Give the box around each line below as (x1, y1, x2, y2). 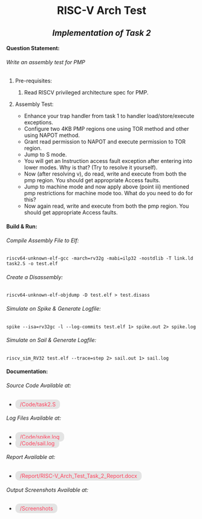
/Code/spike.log (19, 433, 60, 440)
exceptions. (24, 119, 53, 126)
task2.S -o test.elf (6, 261, 59, 267)
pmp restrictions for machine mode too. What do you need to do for (24, 190, 193, 197)
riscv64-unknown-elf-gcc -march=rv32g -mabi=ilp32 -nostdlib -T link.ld (6, 256, 194, 262)
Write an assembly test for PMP (6, 58, 86, 65)
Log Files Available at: (6, 414, 62, 421)
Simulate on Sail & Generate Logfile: (6, 337, 97, 344)
